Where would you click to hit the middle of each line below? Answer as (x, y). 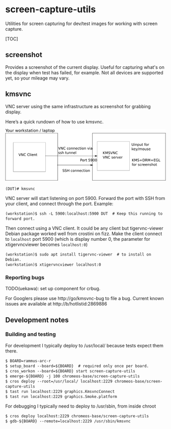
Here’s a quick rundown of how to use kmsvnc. (54, 121)
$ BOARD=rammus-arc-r (28, 361)
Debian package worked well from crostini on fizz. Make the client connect (84, 234)
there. (11, 351)
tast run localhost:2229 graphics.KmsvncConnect (62, 391)
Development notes (37, 320)
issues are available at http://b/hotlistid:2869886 (56, 304)
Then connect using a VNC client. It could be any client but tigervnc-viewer (84, 228)
